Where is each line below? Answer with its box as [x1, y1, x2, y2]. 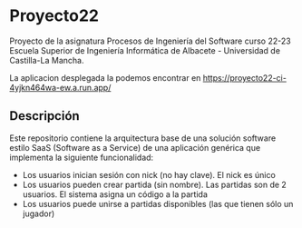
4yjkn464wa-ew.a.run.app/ [9, 82, 112, 93]
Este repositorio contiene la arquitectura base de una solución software [9, 133, 277, 144]
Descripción [9, 108, 80, 124]
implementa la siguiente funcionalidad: [9, 152, 154, 163]
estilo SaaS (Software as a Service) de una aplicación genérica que [9, 142, 261, 153]
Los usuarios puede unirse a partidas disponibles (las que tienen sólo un [22, 198, 294, 209]
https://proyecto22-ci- [202, 72, 287, 83]
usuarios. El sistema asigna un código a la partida [22, 188, 209, 200]
